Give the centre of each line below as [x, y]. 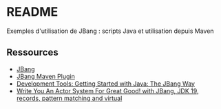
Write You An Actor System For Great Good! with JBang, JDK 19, [107, 90]
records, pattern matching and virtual [69, 98]
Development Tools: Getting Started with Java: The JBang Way [106, 84]
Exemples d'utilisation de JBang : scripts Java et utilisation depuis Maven [110, 31]
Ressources [33, 52]
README [32, 12]
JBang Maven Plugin [45, 76]
